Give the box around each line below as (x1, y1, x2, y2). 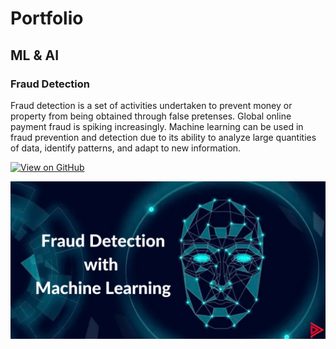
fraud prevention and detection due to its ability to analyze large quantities (10, 131, 317, 143)
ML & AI (10, 47, 60, 64)
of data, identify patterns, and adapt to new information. (10, 142, 242, 154)
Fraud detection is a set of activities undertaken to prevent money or (10, 99, 293, 111)
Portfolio (10, 7, 84, 30)
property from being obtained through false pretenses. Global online (10, 110, 292, 122)
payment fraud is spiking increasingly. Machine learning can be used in (10, 120, 304, 132)
